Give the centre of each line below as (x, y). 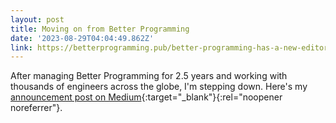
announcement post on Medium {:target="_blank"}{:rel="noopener (146, 97)
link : (21, 47)
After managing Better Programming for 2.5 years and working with (149, 76)
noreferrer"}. (36, 108)
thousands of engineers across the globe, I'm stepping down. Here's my (159, 87)
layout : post (37, 19)
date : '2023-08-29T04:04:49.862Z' (82, 38)
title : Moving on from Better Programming (100, 29)
